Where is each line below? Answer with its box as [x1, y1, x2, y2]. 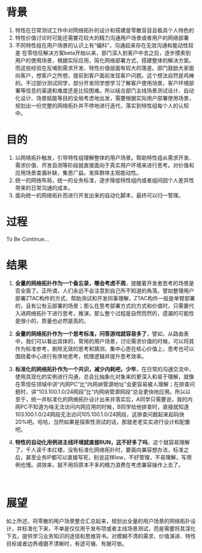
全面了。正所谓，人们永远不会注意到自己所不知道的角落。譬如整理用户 [20, 287, 194, 294]
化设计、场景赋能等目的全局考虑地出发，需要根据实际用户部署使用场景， [14, 94, 194, 101]
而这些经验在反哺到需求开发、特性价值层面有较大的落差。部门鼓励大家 [14, 64, 189, 71]
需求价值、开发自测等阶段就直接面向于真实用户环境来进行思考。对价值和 [14, 161, 194, 169]
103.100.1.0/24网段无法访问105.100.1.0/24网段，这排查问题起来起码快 [14, 411, 185, 418]
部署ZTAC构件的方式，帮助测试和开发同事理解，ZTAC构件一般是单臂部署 [14, 294, 195, 302]
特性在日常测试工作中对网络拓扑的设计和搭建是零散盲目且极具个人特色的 [14, 27, 194, 34]
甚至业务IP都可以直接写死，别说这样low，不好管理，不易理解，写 [25, 453, 187, 461]
